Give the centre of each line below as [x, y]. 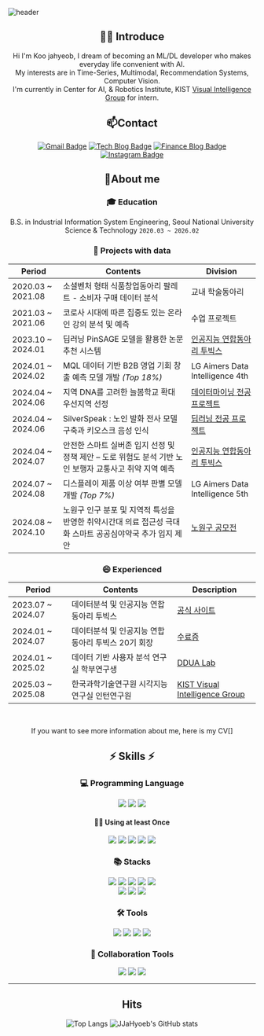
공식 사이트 [196, 610]
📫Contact [132, 123]
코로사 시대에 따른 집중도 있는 [114, 312]
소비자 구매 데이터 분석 [119, 297]
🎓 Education [132, 202]
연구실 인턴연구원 [101, 696]
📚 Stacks [132, 861]
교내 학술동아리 [218, 292]
